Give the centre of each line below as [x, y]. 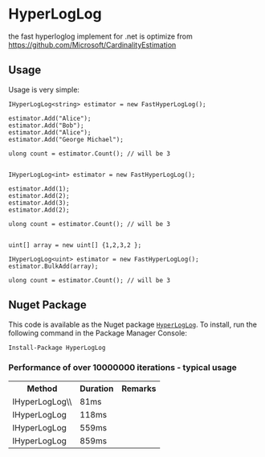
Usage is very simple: [44, 89]
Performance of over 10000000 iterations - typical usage [122, 368]
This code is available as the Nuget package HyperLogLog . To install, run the [132, 324]
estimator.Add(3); [39, 203]
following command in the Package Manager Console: [98, 333]
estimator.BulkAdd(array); [53, 266]
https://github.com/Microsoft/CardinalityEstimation [92, 44]
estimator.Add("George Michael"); [66, 139]
